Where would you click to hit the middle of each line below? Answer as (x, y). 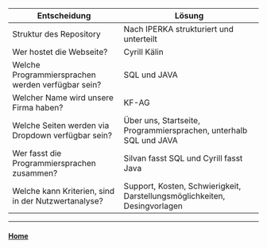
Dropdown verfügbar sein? (62, 136)
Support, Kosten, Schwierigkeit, (182, 186)
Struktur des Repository (56, 34)
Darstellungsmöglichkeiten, (174, 196)
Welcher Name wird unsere (63, 97)
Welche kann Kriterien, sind (64, 191)
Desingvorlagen (153, 206)
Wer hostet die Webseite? (60, 52)
